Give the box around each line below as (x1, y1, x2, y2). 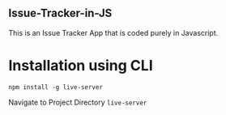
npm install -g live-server (8, 83, 104, 92)
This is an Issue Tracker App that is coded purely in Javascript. (8, 28, 219, 37)
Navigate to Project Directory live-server (8, 97, 147, 107)
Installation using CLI (8, 57, 153, 75)
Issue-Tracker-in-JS (8, 6, 113, 20)
